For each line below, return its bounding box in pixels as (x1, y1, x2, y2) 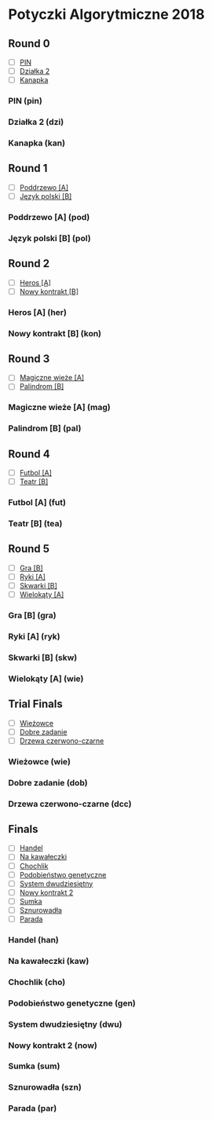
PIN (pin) (8, 96, 43, 107)
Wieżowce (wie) (8, 756, 71, 767)
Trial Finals (8, 698, 63, 711)
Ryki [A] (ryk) (8, 631, 60, 642)
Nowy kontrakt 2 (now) (8, 1039, 98, 1050)
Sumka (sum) (8, 1061, 60, 1072)
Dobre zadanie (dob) (8, 777, 88, 788)
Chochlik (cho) (8, 976, 66, 987)
